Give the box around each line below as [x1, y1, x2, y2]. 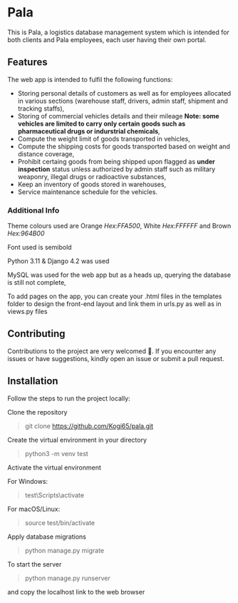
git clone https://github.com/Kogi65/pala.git [24, 422, 154, 430]
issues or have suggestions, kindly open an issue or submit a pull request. [7, 354, 224, 363]
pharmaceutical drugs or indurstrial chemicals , [17, 126, 160, 136]
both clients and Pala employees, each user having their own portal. [7, 35, 207, 44]
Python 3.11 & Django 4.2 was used [7, 257, 110, 265]
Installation [7, 375, 58, 387]
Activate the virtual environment [7, 463, 102, 472]
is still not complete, [7, 278, 66, 287]
